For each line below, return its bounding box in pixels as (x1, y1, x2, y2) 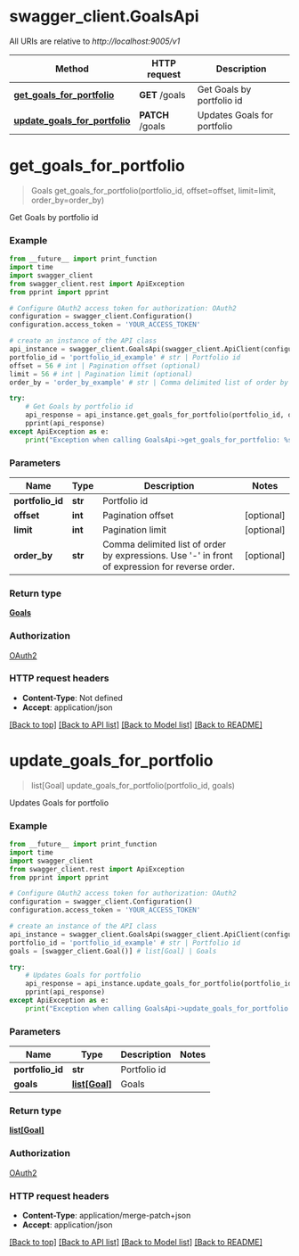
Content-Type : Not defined (21, 692, 123, 703)
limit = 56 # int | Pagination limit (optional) (9, 369, 193, 378)
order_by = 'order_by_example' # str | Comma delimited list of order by (9, 377, 289, 387)
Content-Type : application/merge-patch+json (21, 1211, 191, 1221)
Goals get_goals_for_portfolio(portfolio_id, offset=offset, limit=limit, (30, 185, 277, 195)
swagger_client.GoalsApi (9, 6, 199, 27)
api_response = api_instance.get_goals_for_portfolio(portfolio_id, (25, 410, 285, 420)
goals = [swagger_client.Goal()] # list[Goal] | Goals (9, 946, 217, 955)
